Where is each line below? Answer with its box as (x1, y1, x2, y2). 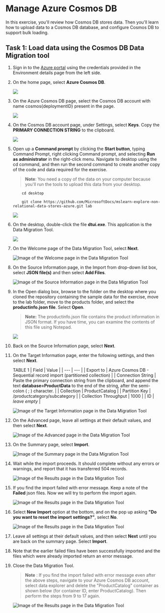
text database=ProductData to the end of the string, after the (12, 383, 138, 388)
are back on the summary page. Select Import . (12, 538, 108, 544)
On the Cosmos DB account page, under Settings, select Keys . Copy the (12, 122, 160, 128)
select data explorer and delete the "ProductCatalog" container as (25, 582, 159, 588)
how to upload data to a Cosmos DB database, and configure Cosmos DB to (5, 24, 159, 30)
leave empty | (12, 398, 41, 404)
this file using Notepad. (25, 324, 72, 330)
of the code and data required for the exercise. (12, 166, 108, 172)
